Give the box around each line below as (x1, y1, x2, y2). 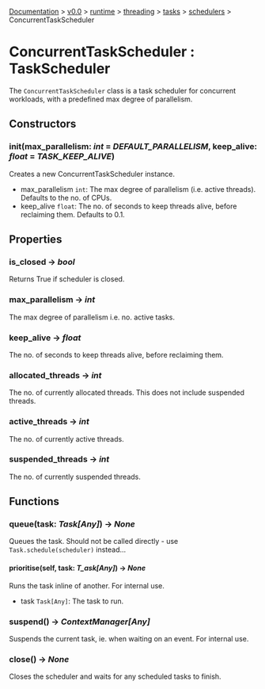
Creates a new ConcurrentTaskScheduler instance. (9, 169, 175, 178)
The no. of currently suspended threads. (9, 472, 142, 481)
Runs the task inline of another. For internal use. (9, 580, 165, 590)
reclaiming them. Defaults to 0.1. (20, 209, 125, 219)
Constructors (9, 117, 77, 131)
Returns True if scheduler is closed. (9, 274, 125, 284)
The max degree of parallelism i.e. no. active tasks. (9, 312, 175, 322)
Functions (9, 495, 60, 508)
